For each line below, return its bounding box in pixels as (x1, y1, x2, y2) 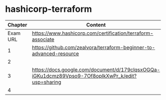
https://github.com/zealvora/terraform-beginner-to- (32, 44, 156, 50)
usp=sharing (32, 78, 62, 85)
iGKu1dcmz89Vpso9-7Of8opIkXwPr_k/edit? (32, 72, 137, 79)
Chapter (7, 21, 27, 28)
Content (86, 21, 106, 28)
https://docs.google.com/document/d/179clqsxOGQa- (32, 66, 161, 73)
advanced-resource (32, 50, 79, 57)
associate (32, 36, 54, 43)
